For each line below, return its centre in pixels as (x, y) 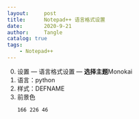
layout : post (32, 13)
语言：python (36, 80)
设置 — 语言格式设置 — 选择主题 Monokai (75, 71)
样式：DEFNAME (41, 88)
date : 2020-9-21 (39, 26)
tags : (15, 45)
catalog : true (27, 39)
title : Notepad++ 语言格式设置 (56, 20)
